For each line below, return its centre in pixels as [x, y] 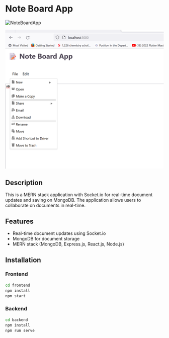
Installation [23, 260]
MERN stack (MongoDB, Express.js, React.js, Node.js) [68, 244]
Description [24, 182]
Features [19, 221]
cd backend [17, 320]
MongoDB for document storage [46, 239]
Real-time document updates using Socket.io [59, 233]
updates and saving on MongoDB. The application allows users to [73, 200]
